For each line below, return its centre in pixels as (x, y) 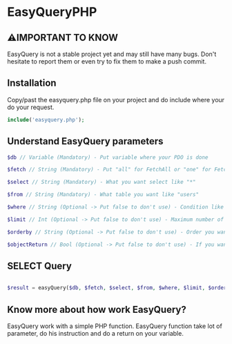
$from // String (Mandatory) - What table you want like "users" (103, 195)
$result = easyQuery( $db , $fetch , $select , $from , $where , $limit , (106, 288)
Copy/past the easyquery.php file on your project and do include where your (116, 99)
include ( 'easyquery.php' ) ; (46, 120)
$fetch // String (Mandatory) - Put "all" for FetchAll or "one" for (109, 170)
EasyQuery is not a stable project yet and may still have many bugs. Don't (112, 54)
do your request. (31, 107)
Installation (32, 83)
